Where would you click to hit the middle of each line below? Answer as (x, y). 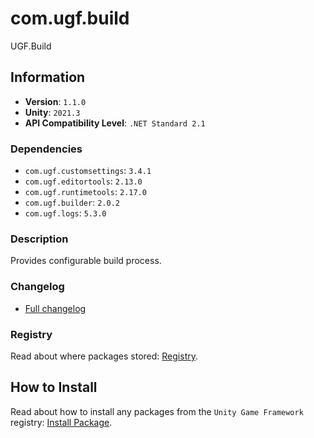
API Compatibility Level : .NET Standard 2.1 (115, 123)
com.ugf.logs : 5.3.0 (65, 213)
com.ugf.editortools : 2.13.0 (83, 181)
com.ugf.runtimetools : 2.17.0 (85, 192)
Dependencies (46, 149)
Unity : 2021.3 (52, 112)
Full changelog (55, 308)
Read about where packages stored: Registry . (104, 356)
